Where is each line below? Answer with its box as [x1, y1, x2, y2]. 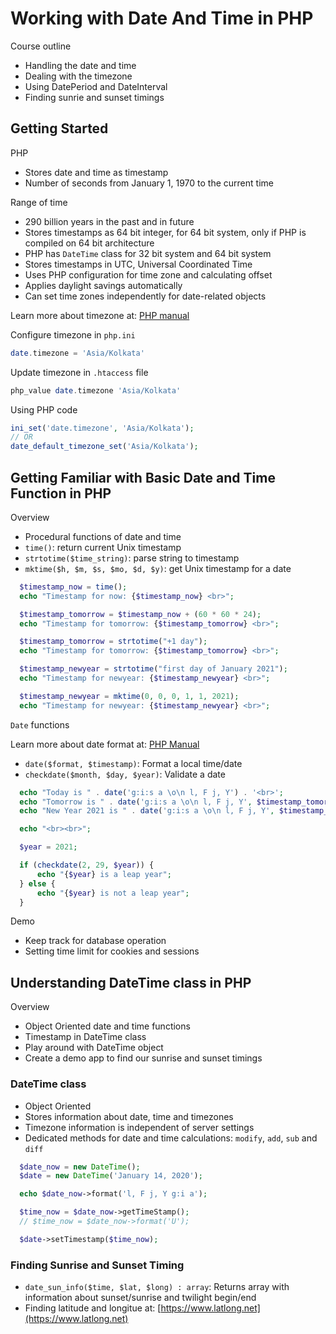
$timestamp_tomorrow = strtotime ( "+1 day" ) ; [19, 637, 208, 647]
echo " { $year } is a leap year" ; [36, 869, 172, 879]
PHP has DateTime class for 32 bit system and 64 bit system [24, 247, 272, 259]
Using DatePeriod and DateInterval [24, 80, 168, 92]
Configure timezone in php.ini [10, 328, 136, 341]
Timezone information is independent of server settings [24, 1121, 255, 1133]
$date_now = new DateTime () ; [19, 1162, 141, 1172]
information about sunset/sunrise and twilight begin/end [24, 1292, 257, 1304]
